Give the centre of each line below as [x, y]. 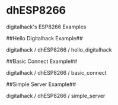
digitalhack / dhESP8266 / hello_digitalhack [59, 50]
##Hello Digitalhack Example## [44, 38]
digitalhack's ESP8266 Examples [46, 27]
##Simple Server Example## [41, 84]
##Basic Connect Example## [42, 61]
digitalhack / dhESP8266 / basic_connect [56, 72]
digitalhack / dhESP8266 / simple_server [56, 96]
